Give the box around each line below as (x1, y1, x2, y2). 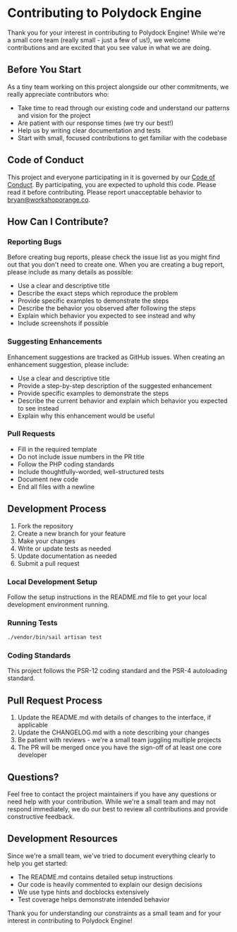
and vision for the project (17, 111, 91, 119)
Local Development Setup (7, 576, 97, 586)
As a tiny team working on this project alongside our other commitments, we (7, 83, 229, 91)
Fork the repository (17, 521, 74, 530)
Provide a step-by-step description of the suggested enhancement (17, 381, 212, 389)
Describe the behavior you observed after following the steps (17, 304, 196, 313)
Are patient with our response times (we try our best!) (17, 119, 174, 127)
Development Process (7, 503, 107, 515)
